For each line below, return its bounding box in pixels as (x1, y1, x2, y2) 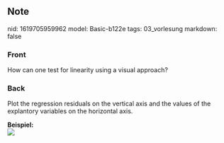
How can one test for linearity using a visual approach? (7, 66, 169, 74)
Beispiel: (7, 120, 34, 130)
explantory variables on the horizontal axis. (7, 107, 133, 115)
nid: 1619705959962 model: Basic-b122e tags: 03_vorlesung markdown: (7, 24, 218, 33)
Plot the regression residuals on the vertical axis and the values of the (7, 99, 211, 108)
